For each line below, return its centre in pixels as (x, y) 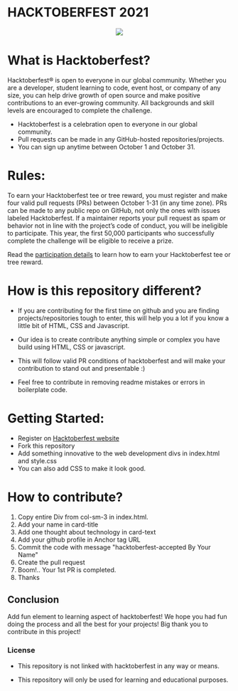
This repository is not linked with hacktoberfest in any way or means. (119, 665)
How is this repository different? (104, 291)
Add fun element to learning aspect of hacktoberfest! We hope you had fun (117, 617)
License (21, 650)
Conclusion (33, 600)
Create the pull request (51, 562)
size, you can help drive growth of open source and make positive (104, 95)
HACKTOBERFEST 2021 (78, 12)
